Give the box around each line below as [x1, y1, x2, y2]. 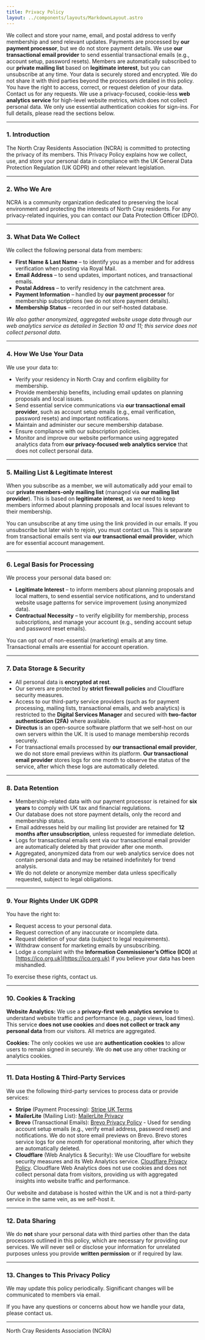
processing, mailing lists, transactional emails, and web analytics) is [15, 704, 185, 711]
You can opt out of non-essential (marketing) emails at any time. [6, 637, 168, 644]
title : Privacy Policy [6, 9, 64, 15]
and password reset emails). [15, 625, 87, 632]
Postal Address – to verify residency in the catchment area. [15, 284, 166, 292]
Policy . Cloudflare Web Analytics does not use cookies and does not [15, 1164, 187, 1171]
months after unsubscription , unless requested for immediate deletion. [15, 830, 196, 837]
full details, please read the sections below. [6, 109, 115, 117]
